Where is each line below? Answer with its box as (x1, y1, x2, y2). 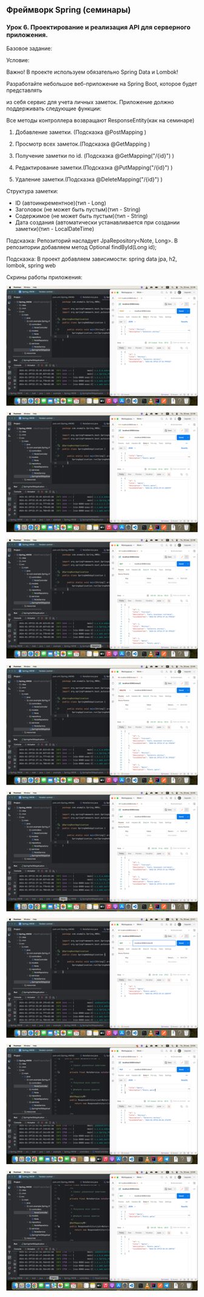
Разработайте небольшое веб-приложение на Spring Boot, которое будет (6, 80, 197, 87)
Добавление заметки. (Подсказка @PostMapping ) (15, 128, 147, 136)
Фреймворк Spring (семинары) (6, 5, 131, 15)
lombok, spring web (6, 261, 56, 269)
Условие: (6, 56, 30, 63)
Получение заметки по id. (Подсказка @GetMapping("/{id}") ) (15, 152, 174, 159)
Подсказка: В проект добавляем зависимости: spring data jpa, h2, (6, 255, 177, 263)
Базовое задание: (6, 44, 53, 52)
